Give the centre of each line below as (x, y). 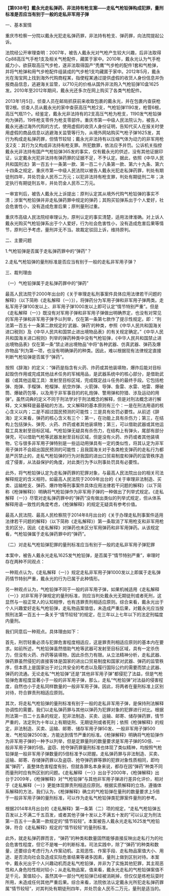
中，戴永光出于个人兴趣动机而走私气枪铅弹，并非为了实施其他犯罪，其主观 (82, 863)
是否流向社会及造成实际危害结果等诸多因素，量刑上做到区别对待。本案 (87, 857)
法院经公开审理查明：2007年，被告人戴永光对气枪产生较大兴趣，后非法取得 (83, 53)
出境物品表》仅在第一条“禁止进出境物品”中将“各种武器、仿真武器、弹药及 (81, 344)
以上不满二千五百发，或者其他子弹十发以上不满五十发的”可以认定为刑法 (88, 815)
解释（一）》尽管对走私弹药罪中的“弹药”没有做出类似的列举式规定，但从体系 (83, 498)
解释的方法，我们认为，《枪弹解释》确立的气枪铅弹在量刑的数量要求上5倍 (84, 791)
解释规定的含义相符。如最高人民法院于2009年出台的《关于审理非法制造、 (81, 479)
